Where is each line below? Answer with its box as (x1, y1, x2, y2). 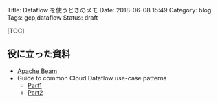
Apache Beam (17, 67, 57, 75)
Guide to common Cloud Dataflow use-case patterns (17, 74, 167, 82)
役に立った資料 (7, 48, 71, 60)
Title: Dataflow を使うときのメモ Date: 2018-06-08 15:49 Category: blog (7, 6, 212, 14)
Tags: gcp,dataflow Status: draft (7, 14, 98, 22)
